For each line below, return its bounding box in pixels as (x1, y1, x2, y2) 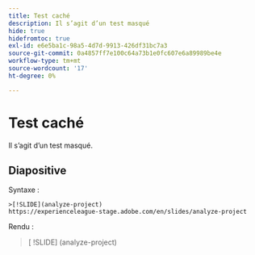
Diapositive (8, 163, 67, 178)
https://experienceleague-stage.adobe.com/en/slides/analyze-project (8, 207, 248, 216)
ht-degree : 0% (8, 72, 56, 80)
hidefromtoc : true (8, 34, 70, 43)
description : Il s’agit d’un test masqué (8, 19, 150, 27)
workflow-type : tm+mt (8, 57, 82, 65)
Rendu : (8, 222, 35, 232)
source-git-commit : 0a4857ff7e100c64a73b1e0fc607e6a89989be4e (8, 49, 222, 57)
